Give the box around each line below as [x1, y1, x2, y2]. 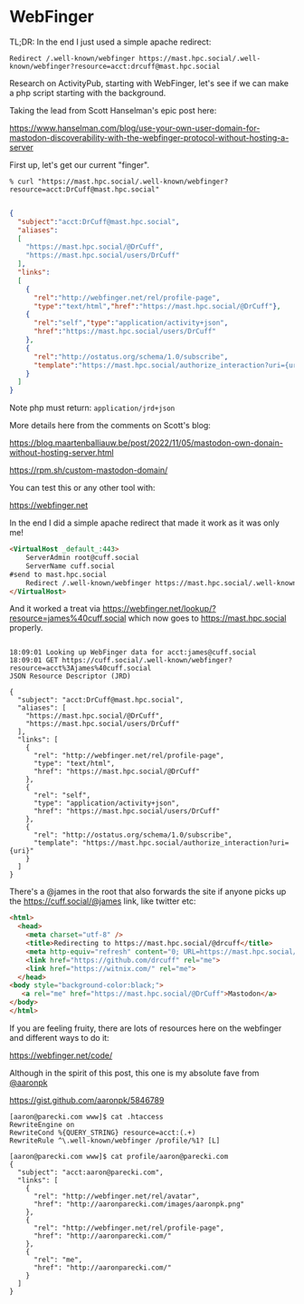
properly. [9, 623, 43, 633]
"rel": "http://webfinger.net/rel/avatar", [33, 1191, 201, 1201]
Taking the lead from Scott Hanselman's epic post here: [9, 104, 217, 115]
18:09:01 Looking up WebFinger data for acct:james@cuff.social [9, 648, 257, 657]
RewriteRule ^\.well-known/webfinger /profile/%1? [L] [9, 1136, 221, 1145]
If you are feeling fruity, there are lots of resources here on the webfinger [9, 1023, 282, 1034]
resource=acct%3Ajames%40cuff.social [9, 664, 152, 673]
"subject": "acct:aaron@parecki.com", [17, 1168, 165, 1177]
